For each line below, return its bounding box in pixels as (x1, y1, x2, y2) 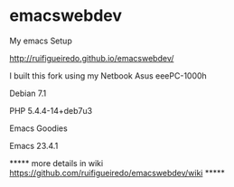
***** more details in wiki (9, 157, 104, 168)
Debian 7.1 (9, 88, 47, 98)
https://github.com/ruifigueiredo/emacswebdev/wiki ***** (9, 167, 226, 178)
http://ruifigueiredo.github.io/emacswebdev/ (9, 52, 174, 63)
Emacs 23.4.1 (9, 140, 59, 151)
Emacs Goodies (9, 123, 68, 134)
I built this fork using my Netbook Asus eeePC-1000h (9, 70, 208, 81)
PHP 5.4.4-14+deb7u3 (9, 105, 93, 116)
